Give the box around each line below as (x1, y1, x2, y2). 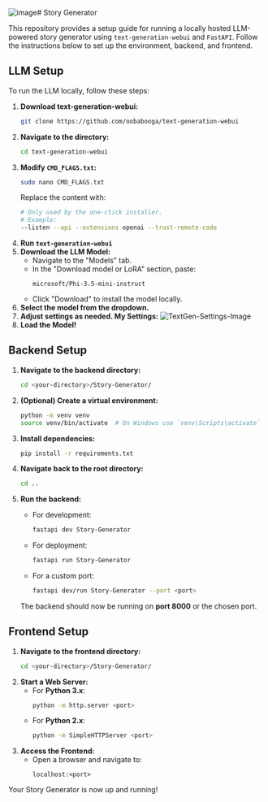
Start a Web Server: (19, 677, 89, 687)
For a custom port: (32, 571, 95, 580)
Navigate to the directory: (19, 132, 110, 141)
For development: (32, 510, 92, 520)
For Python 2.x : (32, 716, 85, 726)
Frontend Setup (8, 625, 89, 639)
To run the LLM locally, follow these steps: (8, 85, 150, 95)
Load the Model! (19, 320, 77, 330)
